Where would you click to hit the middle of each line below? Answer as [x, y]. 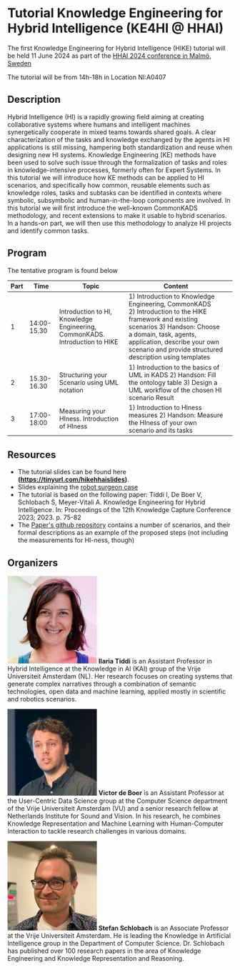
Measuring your [82, 411]
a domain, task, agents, [162, 334]
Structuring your [83, 375]
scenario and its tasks [160, 430]
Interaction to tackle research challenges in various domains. [97, 831]
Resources [32, 455]
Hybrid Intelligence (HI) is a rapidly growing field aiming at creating [106, 116]
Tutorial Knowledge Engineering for [115, 13]
